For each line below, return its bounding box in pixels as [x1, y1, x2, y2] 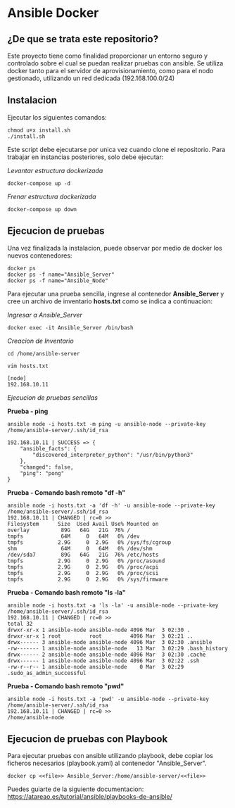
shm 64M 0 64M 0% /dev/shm [7, 545, 153, 552]
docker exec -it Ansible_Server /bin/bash [7, 324, 134, 332]
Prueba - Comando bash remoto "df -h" [7, 488, 126, 497]
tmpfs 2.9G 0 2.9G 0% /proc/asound [7, 557, 165, 564]
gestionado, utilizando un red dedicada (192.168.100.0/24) [7, 74, 175, 82]
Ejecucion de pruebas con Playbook [7, 733, 168, 745]
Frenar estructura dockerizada [7, 192, 96, 201]
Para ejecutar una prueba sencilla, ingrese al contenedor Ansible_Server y [7, 289, 224, 298]
